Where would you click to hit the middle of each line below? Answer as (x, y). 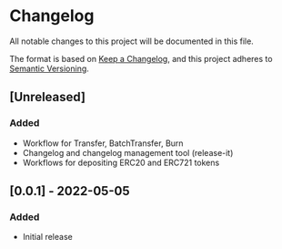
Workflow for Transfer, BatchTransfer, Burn (103, 143)
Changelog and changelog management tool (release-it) (128, 152)
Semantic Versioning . (49, 68)
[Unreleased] (48, 97)
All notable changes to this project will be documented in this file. (132, 41)
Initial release (47, 237)
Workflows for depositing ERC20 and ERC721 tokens (121, 162)
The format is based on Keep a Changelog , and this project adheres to (141, 58)
